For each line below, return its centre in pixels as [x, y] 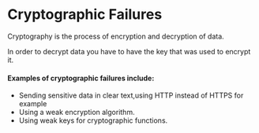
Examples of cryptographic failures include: [81, 78]
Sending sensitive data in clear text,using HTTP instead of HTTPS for [131, 95]
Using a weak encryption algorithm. [77, 113]
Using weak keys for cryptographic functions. [93, 120]
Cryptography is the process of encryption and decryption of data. [116, 36]
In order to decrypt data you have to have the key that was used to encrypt [129, 51]
